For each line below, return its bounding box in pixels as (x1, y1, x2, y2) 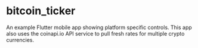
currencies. (6, 36, 35, 43)
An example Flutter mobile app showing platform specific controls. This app (6, 24, 192, 31)
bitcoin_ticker (6, 4, 76, 18)
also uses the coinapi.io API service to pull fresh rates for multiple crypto (6, 30, 185, 37)
